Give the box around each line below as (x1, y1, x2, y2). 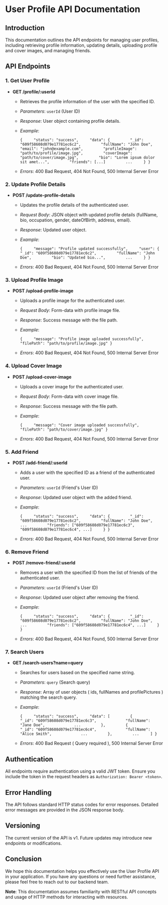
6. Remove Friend (5, 548, 49, 555)
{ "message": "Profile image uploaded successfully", (20, 337, 144, 342)
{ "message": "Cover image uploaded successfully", (20, 423, 139, 428)
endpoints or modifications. (5, 840, 62, 846)
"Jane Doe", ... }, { (20, 723, 128, 728)
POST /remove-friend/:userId (12, 560, 76, 566)
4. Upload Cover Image (5, 362, 62, 369)
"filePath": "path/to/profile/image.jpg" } (20, 341, 113, 346)
